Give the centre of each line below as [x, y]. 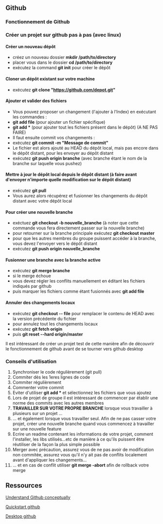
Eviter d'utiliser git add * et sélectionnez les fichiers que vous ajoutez [82, 393]
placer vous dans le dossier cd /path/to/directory [63, 62]
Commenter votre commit [38, 387]
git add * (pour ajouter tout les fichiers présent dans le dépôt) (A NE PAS [85, 127]
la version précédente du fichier [44, 318]
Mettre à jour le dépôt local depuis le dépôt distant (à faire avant [71, 174]
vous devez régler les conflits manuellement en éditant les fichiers [79, 281]
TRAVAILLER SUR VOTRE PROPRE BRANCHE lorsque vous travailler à [82, 408]
